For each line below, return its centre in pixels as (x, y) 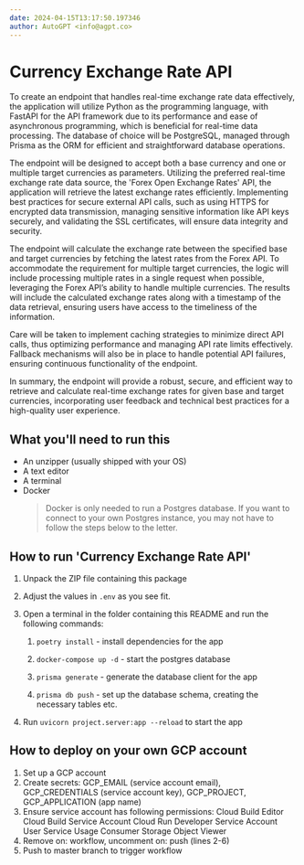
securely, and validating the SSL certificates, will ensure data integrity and (149, 221)
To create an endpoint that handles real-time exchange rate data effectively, (152, 97)
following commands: (63, 624)
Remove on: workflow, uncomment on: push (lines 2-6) (126, 840)
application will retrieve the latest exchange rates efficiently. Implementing (149, 192)
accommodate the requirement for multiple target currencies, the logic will (149, 268)
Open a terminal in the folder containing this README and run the (146, 614)
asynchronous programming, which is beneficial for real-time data (134, 126)
